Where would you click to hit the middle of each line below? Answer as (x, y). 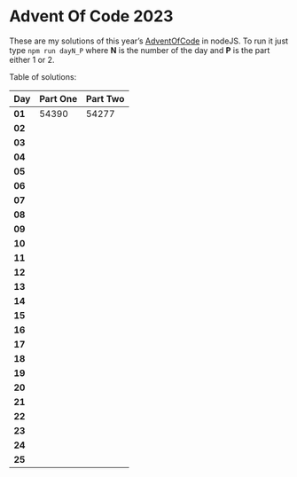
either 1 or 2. (32, 59)
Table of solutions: (43, 76)
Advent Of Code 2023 (91, 16)
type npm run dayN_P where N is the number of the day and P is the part (140, 50)
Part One (59, 98)
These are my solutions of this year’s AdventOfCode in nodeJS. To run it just (149, 41)
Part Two (105, 98)
